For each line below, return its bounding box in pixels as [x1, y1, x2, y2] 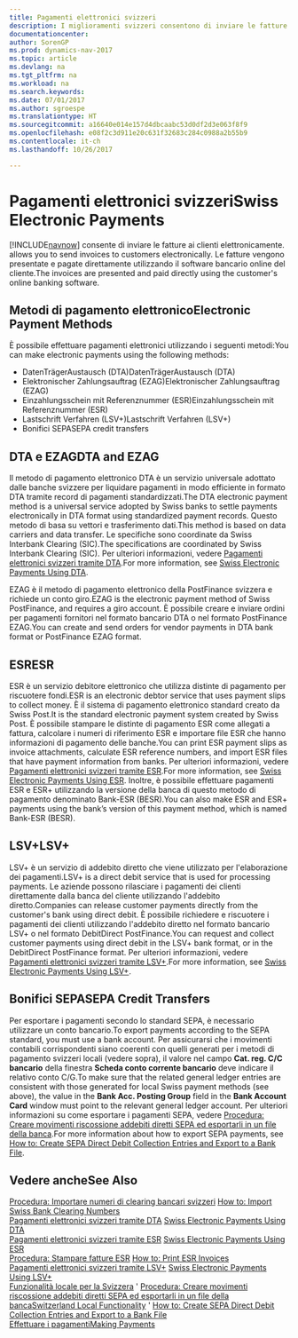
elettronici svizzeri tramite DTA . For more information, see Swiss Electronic [9, 558, 280, 568]
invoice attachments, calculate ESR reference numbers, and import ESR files [9, 747, 288, 757]
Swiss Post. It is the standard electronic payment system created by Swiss [9, 709, 279, 719]
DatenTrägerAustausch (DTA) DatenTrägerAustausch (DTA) [21, 367, 236, 377]
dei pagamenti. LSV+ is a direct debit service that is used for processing [9, 871, 271, 882]
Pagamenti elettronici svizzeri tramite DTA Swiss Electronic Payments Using [9, 1215, 286, 1226]
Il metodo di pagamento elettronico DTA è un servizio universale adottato [9, 472, 276, 484]
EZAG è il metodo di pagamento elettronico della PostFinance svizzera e [9, 584, 273, 595]
